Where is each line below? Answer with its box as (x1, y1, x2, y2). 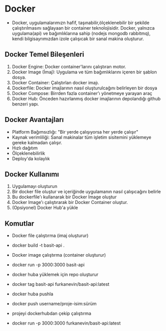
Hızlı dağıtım (12, 145, 38, 151)
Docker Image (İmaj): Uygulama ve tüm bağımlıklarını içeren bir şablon (12, 69, 157, 75)
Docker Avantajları (5, 116, 64, 124)
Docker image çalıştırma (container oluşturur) (12, 252, 106, 258)
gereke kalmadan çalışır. (12, 139, 62, 146)
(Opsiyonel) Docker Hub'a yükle (12, 204, 78, 211)
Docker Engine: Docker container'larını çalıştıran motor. (12, 63, 126, 69)
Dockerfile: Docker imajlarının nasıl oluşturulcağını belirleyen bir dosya (12, 85, 157, 91)
